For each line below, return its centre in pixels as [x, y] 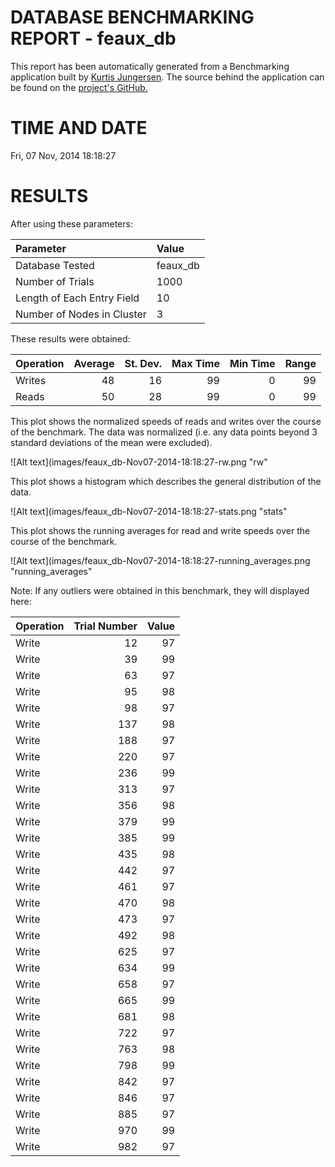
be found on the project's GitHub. [79, 87]
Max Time [195, 363]
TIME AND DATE [79, 128]
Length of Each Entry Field [77, 298]
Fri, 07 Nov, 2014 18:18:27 [63, 155]
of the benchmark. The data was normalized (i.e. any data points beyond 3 [164, 432]
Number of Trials [55, 281]
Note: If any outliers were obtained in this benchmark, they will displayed [160, 590]
